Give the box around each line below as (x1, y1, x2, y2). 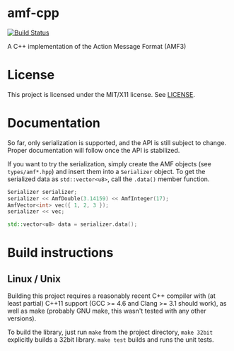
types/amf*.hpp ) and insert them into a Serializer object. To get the (7, 167, 206, 175)
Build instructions (7, 245, 114, 261)
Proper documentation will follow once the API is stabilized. (7, 146, 180, 154)
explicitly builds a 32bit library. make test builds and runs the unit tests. (7, 335, 214, 344)
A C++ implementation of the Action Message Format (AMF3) (7, 42, 187, 50)
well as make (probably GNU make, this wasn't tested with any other (7, 306, 206, 316)
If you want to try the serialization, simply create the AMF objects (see (7, 159, 212, 168)
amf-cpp (7, 5, 60, 21)
